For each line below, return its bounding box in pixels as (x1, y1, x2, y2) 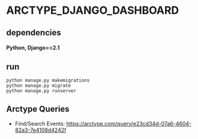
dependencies (6, 28, 61, 38)
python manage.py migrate (6, 82, 71, 89)
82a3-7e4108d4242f (14, 126, 67, 134)
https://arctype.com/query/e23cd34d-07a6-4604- (65, 120, 192, 127)
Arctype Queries (6, 104, 70, 114)
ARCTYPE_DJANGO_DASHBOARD (6, 4, 179, 17)
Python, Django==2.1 (6, 44, 60, 52)
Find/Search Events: (14, 120, 65, 127)
